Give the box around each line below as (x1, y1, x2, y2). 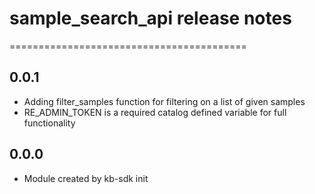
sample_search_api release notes (9, 7, 292, 30)
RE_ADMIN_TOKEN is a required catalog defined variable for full (23, 106, 287, 118)
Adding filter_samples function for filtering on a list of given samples (23, 95, 306, 107)
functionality (23, 117, 76, 129)
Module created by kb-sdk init (23, 172, 149, 184)
